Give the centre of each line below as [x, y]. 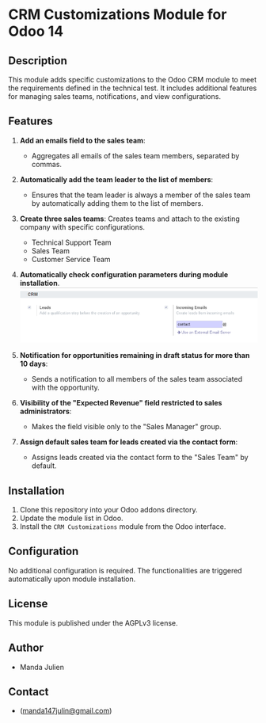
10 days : [34, 364]
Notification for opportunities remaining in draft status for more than [135, 356]
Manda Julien [42, 667]
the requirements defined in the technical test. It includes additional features [133, 88]
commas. [46, 164]
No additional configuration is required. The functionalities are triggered [125, 570]
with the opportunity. [66, 388]
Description [38, 61]
